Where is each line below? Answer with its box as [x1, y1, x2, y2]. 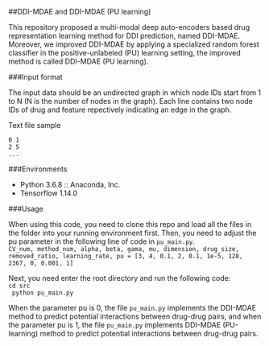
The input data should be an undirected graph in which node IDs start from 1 [8, 88, 262, 97]
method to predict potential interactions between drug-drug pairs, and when [8, 311, 262, 321]
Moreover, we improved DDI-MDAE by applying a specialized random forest [8, 39, 259, 49]
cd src [8, 282, 31, 290]
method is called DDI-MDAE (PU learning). [8, 56, 149, 66]
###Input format [8, 72, 63, 81]
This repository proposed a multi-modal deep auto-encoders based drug [8, 23, 250, 31]
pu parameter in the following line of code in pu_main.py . [8, 237, 195, 246]
